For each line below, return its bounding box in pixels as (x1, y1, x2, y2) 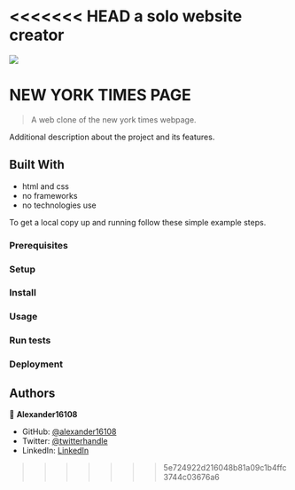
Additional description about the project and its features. (9, 131, 215, 142)
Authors (9, 385, 56, 400)
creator (9, 25, 65, 45)
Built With (9, 157, 65, 172)
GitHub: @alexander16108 (21, 426, 117, 437)
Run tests (9, 335, 51, 347)
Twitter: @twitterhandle (21, 436, 108, 447)
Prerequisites (9, 239, 68, 251)
